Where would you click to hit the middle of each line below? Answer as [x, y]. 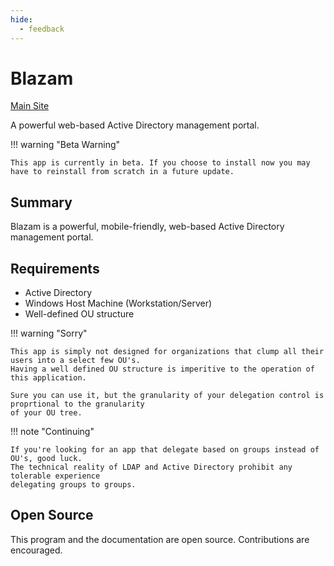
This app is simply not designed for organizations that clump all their [167, 352]
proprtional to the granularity [77, 404]
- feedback [42, 29]
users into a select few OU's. [75, 361]
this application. [48, 378]
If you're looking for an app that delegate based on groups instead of [165, 450]
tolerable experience [55, 476]
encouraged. [36, 550]
